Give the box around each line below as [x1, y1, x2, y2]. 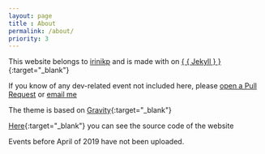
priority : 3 [8, 34, 49, 43]
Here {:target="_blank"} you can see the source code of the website [8, 121, 234, 130]
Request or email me [8, 90, 77, 100]
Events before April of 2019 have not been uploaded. [8, 137, 185, 147]
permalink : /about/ [8, 27, 75, 35]
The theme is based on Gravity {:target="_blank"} [8, 105, 172, 115]
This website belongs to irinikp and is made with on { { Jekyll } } [8, 57, 221, 66]
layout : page [8, 11, 53, 20]
